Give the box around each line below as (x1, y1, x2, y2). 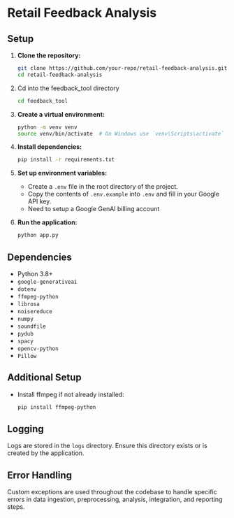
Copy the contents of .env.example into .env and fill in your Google (27, 190, 220, 199)
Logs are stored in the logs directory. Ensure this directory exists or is (7, 442, 207, 450)
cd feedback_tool (17, 97, 68, 104)
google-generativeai (17, 278, 78, 285)
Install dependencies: (17, 143, 82, 151)
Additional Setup (7, 372, 82, 384)
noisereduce (17, 308, 52, 315)
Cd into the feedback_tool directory (17, 84, 120, 92)
